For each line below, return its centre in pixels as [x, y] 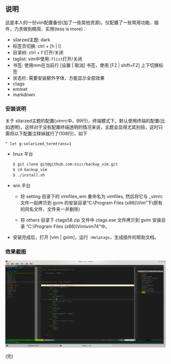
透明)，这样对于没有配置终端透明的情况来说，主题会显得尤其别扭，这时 [84, 127]
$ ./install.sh [29, 175]
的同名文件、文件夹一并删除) [50, 209]
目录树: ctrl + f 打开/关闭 [38, 52]
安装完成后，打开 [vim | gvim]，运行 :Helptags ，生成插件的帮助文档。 [86, 237]
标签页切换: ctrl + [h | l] [37, 46]
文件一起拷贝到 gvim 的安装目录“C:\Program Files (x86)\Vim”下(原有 [91, 203]
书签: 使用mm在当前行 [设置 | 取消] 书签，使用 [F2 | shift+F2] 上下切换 [86, 65]
